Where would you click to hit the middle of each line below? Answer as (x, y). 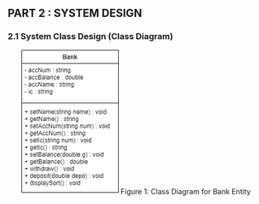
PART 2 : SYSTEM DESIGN (75, 13)
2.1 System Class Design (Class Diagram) (90, 37)
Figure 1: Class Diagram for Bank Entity (186, 191)
